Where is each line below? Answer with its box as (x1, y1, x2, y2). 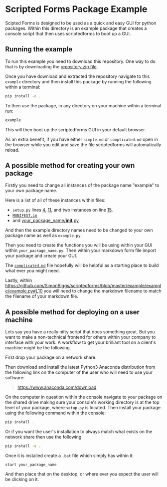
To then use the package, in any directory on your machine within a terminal (5, 102, 162, 108)
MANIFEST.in (12, 213, 37, 218)
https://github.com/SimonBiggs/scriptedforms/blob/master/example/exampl (5, 283, 161, 289)
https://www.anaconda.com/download (17, 384, 97, 390)
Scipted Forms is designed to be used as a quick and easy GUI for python (5, 20, 157, 26)
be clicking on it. (5, 476, 39, 482)
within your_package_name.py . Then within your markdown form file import (5, 247, 156, 253)
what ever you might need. (5, 268, 60, 274)
